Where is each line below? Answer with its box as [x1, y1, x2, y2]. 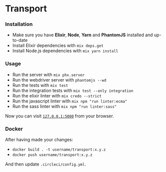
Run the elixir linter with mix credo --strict [12, 92, 102, 98]
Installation [5, 21, 33, 28]
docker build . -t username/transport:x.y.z [12, 147, 106, 152]
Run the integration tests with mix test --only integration [12, 87, 134, 93]
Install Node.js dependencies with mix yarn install [12, 48, 118, 54]
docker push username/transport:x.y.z [12, 153, 93, 158]
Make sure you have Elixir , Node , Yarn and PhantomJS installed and [12, 32, 153, 38]
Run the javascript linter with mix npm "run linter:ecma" [12, 98, 127, 104]
